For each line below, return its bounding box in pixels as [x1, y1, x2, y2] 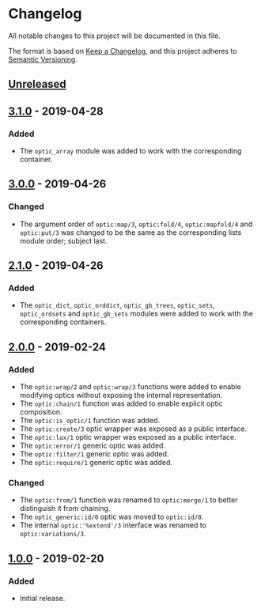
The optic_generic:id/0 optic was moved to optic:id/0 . [19, 512, 204, 522]
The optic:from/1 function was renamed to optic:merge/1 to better [19, 495, 239, 505]
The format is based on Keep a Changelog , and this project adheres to [8, 46, 237, 55]
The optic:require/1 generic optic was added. [19, 458, 172, 467]
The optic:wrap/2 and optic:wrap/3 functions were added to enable [19, 382, 241, 391]
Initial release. [19, 594, 66, 603]
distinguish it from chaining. [19, 504, 111, 513]
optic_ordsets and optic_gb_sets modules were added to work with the [19, 309, 254, 319]
